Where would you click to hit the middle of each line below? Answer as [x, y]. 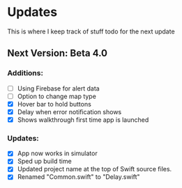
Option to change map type [56, 96]
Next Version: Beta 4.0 [58, 53]
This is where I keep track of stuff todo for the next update [91, 31]
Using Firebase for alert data [58, 88]
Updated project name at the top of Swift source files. [94, 169]
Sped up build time [44, 162]
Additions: [25, 73]
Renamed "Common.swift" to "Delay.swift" [79, 177]
